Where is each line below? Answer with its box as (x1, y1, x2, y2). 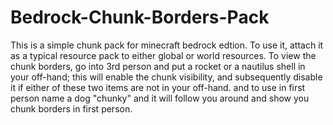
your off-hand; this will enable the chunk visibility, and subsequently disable (10, 71, 323, 83)
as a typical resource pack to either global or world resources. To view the (10, 49, 317, 61)
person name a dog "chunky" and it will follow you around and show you (10, 92, 310, 104)
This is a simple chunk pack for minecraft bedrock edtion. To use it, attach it (10, 39, 324, 51)
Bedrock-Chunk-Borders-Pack (10, 6, 270, 29)
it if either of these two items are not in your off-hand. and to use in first (10, 81, 306, 93)
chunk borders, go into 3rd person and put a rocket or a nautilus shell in (10, 60, 306, 72)
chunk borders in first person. (10, 102, 133, 115)
